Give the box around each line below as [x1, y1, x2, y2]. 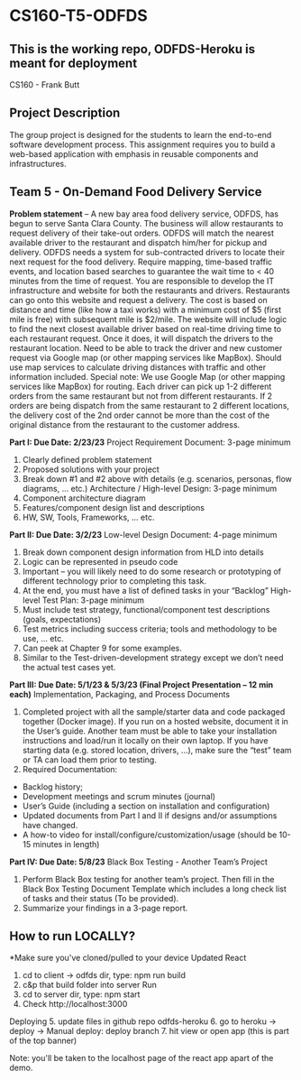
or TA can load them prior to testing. [22, 754, 158, 765]
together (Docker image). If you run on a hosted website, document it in [22, 715, 288, 726]
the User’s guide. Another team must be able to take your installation [22, 725, 278, 736]
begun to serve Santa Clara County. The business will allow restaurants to [9, 217, 284, 228]
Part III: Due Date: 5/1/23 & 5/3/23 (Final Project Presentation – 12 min [9, 678, 273, 690]
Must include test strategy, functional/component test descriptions [22, 604, 270, 614]
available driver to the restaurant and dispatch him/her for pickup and [9, 236, 268, 248]
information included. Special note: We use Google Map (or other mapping [9, 371, 286, 382]
